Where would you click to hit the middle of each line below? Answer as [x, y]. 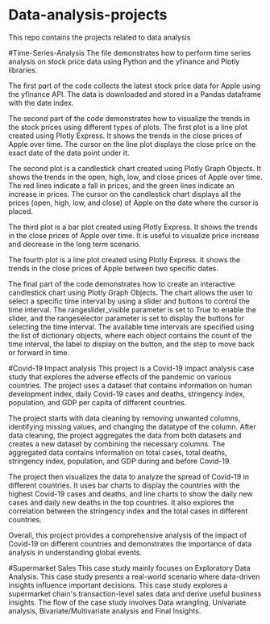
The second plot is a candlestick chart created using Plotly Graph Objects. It [135, 168]
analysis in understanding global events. [75, 552]
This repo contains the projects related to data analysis [100, 37]
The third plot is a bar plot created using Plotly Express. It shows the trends [133, 227]
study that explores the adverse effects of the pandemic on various [120, 376]
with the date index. [41, 103]
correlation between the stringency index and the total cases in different [128, 511]
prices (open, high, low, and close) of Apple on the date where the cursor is [134, 203]
